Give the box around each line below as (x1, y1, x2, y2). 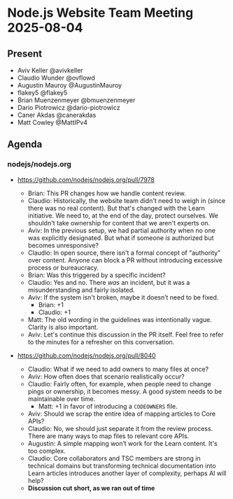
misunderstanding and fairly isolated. (27, 286, 135, 294)
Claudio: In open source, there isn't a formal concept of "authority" (27, 248, 221, 257)
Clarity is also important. (27, 323, 99, 331)
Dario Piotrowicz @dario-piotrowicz (17, 104, 120, 111)
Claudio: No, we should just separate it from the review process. (27, 424, 213, 433)
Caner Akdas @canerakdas (17, 111, 97, 119)
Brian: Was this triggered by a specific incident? (27, 271, 166, 279)
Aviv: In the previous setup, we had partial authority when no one (27, 226, 216, 234)
